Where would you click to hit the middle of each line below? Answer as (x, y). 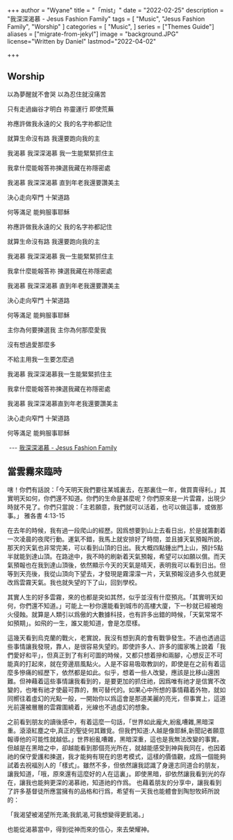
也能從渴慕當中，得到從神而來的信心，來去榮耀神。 (80, 829)
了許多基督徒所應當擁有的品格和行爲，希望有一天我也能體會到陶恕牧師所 (110, 791)
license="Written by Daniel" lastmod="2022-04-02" (82, 41)
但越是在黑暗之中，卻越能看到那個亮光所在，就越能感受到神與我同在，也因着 (116, 748)
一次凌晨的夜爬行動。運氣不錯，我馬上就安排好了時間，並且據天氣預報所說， (116, 539)
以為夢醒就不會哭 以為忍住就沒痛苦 (57, 94)
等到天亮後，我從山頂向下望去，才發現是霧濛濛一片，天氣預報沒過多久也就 (113, 573)
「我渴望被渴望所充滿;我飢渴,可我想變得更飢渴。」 (77, 814)
